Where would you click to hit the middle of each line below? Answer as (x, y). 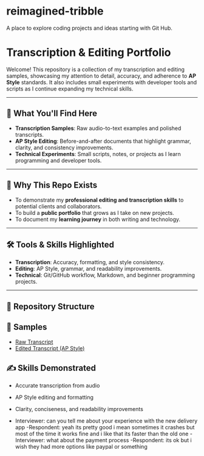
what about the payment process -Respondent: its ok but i (119, 440)
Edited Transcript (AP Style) (50, 348)
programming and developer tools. (58, 160)
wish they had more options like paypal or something (81, 447)
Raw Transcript (34, 342)
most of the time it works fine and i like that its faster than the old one (102, 434)
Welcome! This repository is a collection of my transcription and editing (96, 69)
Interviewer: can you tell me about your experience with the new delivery (106, 421)
